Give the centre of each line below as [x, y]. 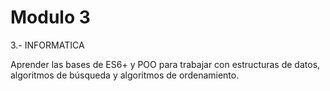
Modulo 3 [50, 17]
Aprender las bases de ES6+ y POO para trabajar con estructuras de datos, [165, 64]
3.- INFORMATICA [47, 45]
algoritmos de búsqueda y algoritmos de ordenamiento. [125, 75]
